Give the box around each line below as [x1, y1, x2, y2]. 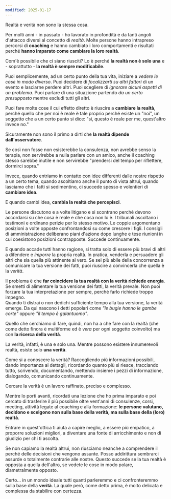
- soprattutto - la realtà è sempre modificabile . [5, 63, 105, 69]
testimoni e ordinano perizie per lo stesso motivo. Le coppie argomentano [5, 220, 161, 226]
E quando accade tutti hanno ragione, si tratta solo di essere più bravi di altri [5, 246, 166, 252]
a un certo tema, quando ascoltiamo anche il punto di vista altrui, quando [5, 178, 159, 184]
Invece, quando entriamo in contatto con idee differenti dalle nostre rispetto [5, 173, 164, 179]
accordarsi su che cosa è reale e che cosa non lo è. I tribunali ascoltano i [5, 214, 159, 220]
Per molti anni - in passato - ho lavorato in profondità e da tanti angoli [5, 31, 152, 37]
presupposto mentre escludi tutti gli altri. [5, 95, 91, 101]
